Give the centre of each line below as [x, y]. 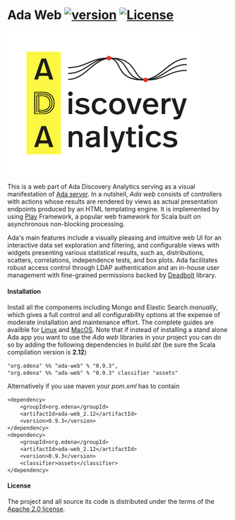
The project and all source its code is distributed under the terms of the [111, 501]
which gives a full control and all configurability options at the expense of [114, 314]
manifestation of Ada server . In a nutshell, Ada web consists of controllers [115, 194]
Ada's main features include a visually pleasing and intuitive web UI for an [115, 238]
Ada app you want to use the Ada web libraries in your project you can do [114, 337]
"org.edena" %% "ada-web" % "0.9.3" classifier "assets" [93, 373]
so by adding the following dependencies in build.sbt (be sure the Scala [112, 345]
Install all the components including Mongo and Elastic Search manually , [113, 307]
